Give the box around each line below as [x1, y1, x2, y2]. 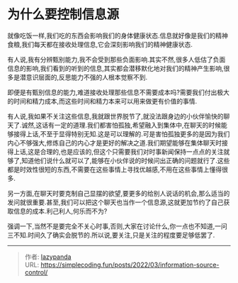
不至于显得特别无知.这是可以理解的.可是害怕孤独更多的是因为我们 [40, 129, 230, 138]
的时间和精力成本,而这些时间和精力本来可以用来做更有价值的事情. [7, 96, 198, 105]
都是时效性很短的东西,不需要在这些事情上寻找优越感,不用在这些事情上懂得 [7, 165, 222, 174]
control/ [24, 267, 48, 277]
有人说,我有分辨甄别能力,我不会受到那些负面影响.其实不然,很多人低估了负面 [7, 55, 226, 64]
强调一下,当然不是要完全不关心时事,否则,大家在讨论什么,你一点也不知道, [7, 221, 215, 231]
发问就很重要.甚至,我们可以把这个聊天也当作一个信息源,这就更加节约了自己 [7, 198, 225, 206]
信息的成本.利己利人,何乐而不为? [13, 206, 108, 215]
